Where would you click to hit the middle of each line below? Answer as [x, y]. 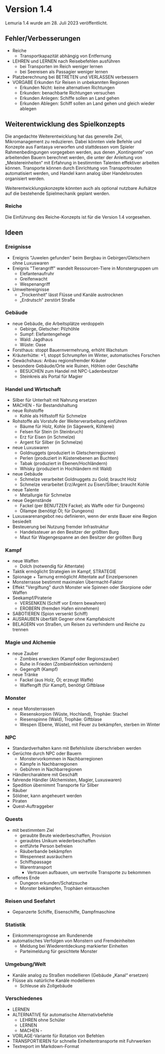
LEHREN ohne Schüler [42, 1020]
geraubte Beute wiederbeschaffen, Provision [65, 835]
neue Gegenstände [32, 500]
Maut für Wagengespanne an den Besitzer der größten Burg [81, 537]
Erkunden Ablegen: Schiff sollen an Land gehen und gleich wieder [87, 103]
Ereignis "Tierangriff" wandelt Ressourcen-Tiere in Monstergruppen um [85, 268]
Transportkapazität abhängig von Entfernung [65, 56]
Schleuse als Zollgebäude [46, 985]
